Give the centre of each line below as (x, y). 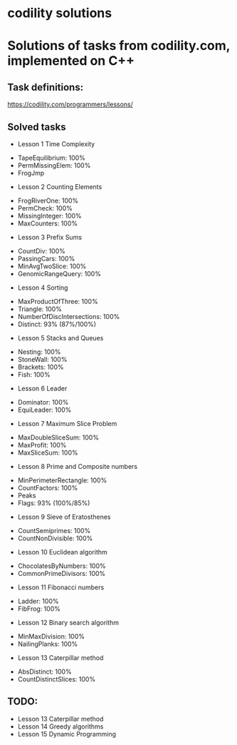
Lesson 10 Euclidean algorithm (63, 552)
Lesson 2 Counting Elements (60, 187)
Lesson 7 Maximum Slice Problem (67, 424)
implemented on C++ (71, 61)
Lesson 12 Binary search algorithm (68, 623)
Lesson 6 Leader (42, 388)
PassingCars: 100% (46, 259)
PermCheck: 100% (45, 208)
